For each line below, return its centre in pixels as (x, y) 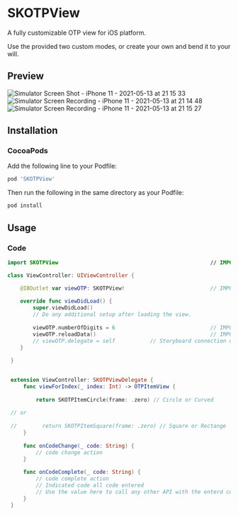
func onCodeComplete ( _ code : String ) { (82, 472)
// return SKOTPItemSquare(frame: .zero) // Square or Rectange (118, 426)
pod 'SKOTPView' (31, 179)
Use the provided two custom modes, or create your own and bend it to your (119, 46)
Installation (33, 131)
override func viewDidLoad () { (66, 301)
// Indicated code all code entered (90, 485)
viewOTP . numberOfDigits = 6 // (125, 327)
